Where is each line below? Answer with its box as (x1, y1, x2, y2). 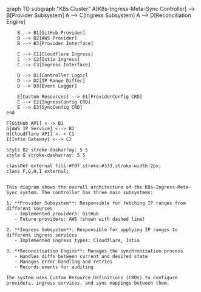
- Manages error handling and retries (14, 259, 113, 265)
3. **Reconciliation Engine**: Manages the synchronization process (6, 248, 183, 254)
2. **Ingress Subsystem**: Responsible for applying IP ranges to (6, 227, 178, 233)
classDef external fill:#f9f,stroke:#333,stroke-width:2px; (6, 163, 162, 169)
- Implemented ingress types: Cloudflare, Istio (14, 237, 140, 243)
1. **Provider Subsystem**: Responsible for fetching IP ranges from (6, 200, 186, 206)
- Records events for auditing (14, 264, 94, 270)
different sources (6, 206, 53, 212)
